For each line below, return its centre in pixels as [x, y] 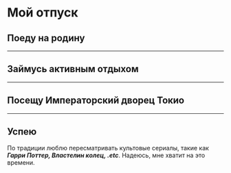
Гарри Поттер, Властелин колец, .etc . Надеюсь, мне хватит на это [106, 155]
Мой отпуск [43, 13]
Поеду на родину [46, 38]
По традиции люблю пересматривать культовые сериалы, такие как [108, 148]
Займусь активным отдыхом [73, 69]
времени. [21, 163]
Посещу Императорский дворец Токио [96, 101]
